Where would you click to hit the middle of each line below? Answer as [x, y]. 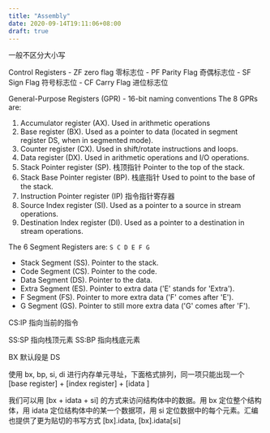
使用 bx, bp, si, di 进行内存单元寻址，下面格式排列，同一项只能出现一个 [126, 375]
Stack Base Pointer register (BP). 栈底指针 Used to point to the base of [137, 178]
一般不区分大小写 [37, 55]
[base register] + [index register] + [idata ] [79, 383]
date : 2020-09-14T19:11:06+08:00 [65, 24]
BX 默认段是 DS [34, 357]
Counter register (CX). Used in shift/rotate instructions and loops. [129, 149]
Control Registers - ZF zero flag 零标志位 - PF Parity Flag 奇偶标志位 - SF [130, 72]
